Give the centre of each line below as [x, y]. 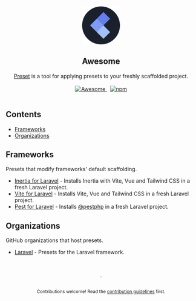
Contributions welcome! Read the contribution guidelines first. [101, 292]
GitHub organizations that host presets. [54, 240]
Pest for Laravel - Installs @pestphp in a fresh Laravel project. [91, 207]
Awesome [101, 62]
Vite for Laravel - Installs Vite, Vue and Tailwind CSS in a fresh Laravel [101, 194]
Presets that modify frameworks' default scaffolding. [71, 169]
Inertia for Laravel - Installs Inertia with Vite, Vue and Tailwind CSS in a [102, 181]
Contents [24, 114]
